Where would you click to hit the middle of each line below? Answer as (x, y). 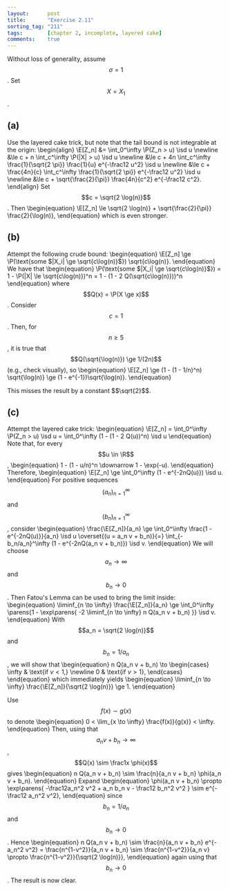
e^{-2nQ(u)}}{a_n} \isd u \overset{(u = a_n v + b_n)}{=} (86, 536)
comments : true (33, 39)
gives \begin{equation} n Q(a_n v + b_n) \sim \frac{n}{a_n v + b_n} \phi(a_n (114, 774)
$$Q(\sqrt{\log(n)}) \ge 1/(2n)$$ (116, 359)
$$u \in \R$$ (116, 455)
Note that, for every (35, 444)
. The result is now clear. (42, 880)
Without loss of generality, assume (56, 59)
